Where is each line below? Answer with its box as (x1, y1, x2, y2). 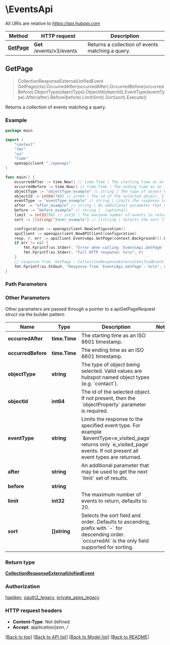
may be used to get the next (81, 468, 148, 475)
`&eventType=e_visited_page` (81, 435, 151, 442)
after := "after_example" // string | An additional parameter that (14, 203, 162, 208)
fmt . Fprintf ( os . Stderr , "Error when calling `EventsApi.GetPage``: (23, 245, 168, 250)
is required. (81, 407, 108, 414)
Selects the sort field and (81, 512, 141, 519)
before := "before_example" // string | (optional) (14, 208, 128, 213)
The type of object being (81, 361, 140, 368)
